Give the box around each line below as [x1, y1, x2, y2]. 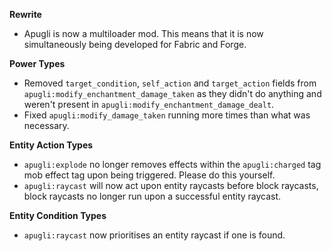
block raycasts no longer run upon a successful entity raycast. [23, 190, 282, 202]
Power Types [9, 58, 66, 69]
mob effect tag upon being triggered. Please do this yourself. [23, 169, 276, 181]
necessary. [23, 120, 70, 131]
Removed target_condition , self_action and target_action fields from [23, 77, 317, 89]
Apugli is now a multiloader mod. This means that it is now [23, 28, 264, 39]
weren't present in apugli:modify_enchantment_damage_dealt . [23, 99, 275, 110]
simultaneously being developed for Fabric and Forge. [23, 39, 247, 50]
